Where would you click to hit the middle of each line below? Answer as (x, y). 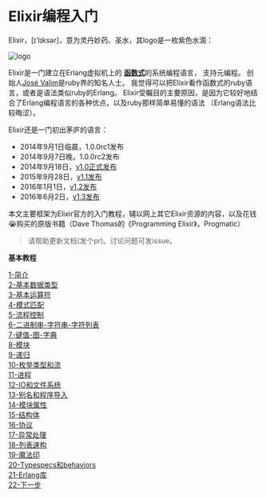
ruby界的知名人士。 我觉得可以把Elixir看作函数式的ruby (155, 82)
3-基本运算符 (30, 295)
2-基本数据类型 (33, 284)
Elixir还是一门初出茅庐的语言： (58, 130)
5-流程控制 (26, 315)
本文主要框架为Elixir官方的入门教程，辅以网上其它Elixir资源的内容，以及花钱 (133, 214)
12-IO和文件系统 (35, 384)
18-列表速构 (28, 444)
